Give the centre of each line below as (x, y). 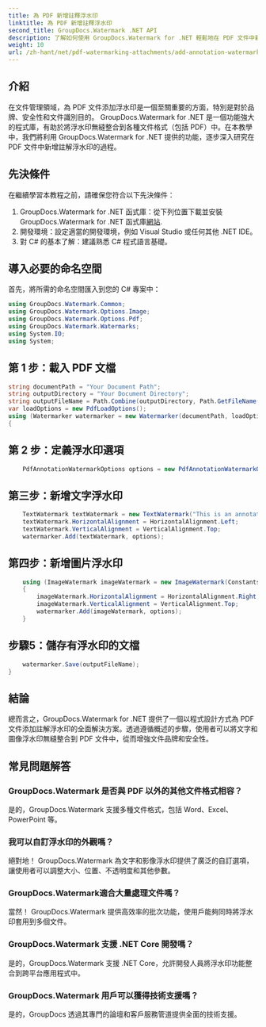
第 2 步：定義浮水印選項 (66, 450)
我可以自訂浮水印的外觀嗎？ (61, 841)
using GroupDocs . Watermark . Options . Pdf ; (76, 319)
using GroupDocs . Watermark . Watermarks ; (74, 327)
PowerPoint (27, 819)
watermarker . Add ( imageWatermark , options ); (109, 611)
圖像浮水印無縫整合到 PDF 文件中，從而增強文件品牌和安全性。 (111, 739)
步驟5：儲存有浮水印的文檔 (74, 646)
